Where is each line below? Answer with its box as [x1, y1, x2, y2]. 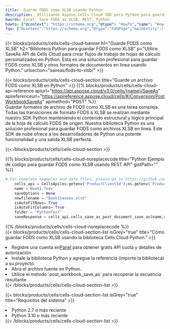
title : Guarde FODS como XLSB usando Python [5, 7, 103, 13]
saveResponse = [14, 214, 47, 220]
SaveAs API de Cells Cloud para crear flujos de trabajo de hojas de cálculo [5, 51, 160, 57]
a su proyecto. [5, 260, 35, 267]
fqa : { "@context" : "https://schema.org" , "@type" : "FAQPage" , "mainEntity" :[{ [5, 26, 166, 31]
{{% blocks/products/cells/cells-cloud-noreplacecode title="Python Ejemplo [5, 156, 164, 162]
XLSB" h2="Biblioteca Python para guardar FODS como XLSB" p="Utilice [5, 46, 158, 52]
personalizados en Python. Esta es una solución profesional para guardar [5, 56, 158, 62]
